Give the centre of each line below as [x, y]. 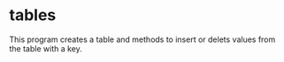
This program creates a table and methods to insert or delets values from [142, 39]
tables [33, 15]
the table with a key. [46, 48]
